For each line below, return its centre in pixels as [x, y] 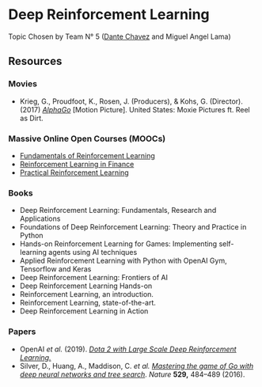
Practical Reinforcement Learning [74, 173]
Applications [40, 218]
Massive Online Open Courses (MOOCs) [87, 138]
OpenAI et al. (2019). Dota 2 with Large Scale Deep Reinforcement [128, 349]
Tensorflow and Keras [55, 269]
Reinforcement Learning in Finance [77, 164]
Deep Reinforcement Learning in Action [84, 311]
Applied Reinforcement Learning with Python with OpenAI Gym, [123, 261]
